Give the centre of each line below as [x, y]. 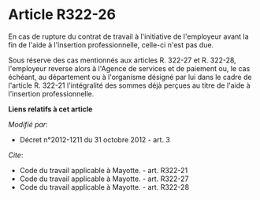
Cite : [16, 155]
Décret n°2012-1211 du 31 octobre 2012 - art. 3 [95, 139]
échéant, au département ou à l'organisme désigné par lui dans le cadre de [130, 77]
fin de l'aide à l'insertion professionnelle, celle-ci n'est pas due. [111, 44]
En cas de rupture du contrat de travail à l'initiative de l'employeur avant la [129, 36]
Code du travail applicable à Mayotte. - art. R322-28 [104, 187]
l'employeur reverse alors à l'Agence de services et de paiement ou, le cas [129, 68]
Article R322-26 [62, 15]
